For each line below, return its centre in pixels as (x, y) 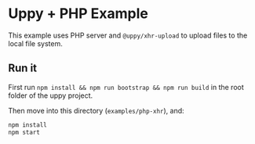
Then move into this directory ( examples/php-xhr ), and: (96, 110)
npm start (24, 132)
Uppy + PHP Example (78, 14)
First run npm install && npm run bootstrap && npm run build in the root (126, 87)
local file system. (35, 43)
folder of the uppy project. (51, 95)
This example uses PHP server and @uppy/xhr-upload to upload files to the (128, 35)
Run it (23, 68)
